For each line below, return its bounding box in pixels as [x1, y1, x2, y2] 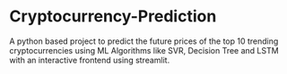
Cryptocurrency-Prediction [9, 6, 217, 27]
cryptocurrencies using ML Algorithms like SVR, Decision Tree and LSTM [9, 45, 280, 55]
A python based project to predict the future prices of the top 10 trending [9, 36, 279, 46]
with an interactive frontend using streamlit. [9, 54, 170, 65]
